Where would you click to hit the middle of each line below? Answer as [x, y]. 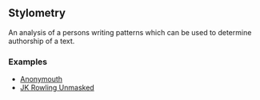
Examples [28, 62]
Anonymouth [41, 79]
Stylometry [37, 13]
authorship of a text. [42, 41]
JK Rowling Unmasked [57, 88]
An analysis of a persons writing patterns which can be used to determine [130, 32]
